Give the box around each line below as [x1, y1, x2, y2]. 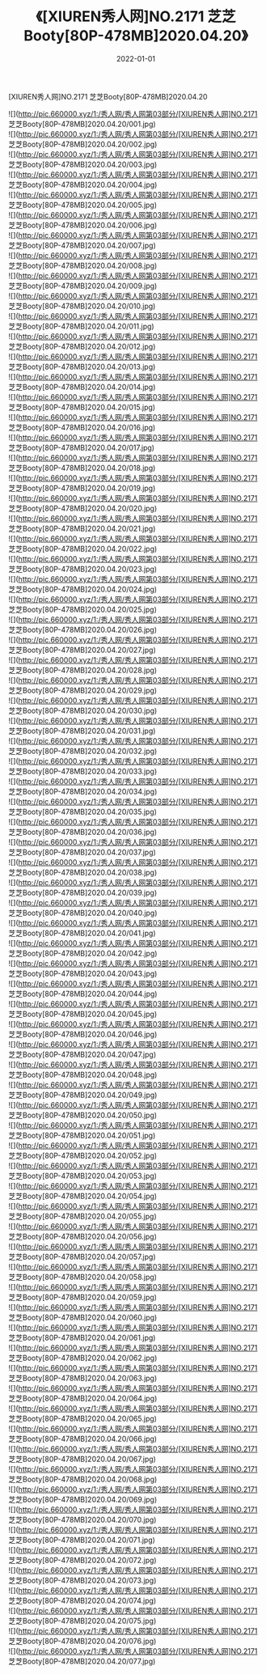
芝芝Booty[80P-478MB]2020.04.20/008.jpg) [8, 261, 158, 270]
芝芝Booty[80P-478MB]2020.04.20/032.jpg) [8, 746, 158, 756]
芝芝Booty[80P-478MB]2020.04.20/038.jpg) [8, 867, 158, 877]
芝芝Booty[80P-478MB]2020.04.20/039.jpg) [8, 888, 158, 897]
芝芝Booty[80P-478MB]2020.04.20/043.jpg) [8, 968, 158, 978]
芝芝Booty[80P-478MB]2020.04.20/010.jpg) [8, 301, 156, 311]
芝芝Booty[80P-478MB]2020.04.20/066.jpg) [8, 1434, 158, 1443]
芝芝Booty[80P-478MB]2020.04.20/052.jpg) [8, 1151, 158, 1160]
